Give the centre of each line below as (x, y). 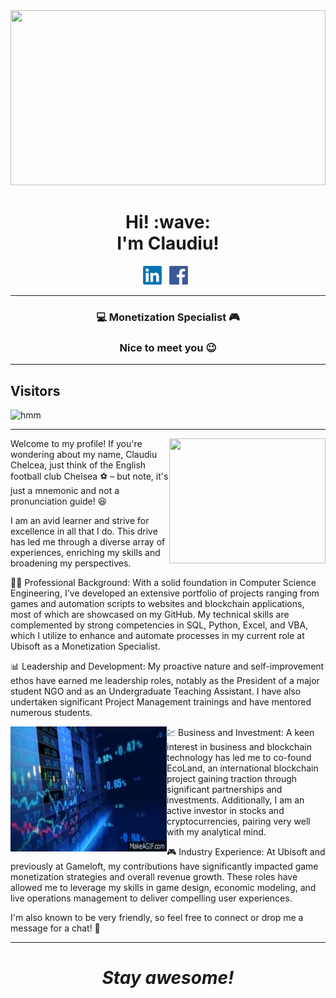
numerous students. (51, 712)
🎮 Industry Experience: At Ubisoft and (246, 851)
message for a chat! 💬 (55, 928)
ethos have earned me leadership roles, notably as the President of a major (165, 680)
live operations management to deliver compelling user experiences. (151, 898)
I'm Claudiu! (168, 243)
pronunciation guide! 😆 (59, 501)
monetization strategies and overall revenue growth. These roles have (154, 876)
